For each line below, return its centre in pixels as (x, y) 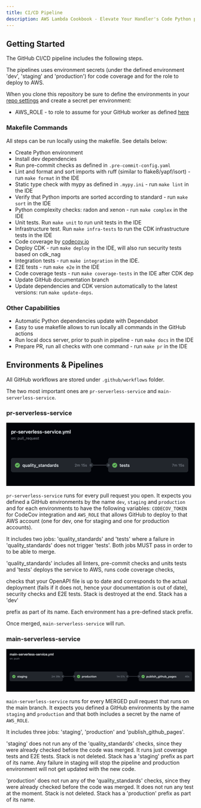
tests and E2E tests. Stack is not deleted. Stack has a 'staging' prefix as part (100, 757)
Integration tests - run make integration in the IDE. (77, 260)
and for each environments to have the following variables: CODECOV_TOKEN (97, 508)
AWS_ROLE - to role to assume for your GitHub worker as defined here (102, 112)
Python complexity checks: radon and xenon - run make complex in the (101, 209)
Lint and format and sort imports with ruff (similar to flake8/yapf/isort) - (103, 171)
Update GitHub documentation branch (62, 280)
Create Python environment (49, 152)
